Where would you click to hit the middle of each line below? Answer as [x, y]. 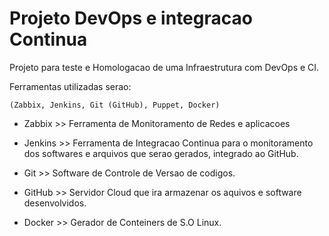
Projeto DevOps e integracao [131, 18]
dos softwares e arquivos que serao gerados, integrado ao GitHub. [161, 153]
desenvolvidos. [55, 203]
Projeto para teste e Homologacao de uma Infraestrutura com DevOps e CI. [164, 67]
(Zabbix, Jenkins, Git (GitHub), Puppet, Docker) [115, 105]
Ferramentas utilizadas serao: [70, 86]
